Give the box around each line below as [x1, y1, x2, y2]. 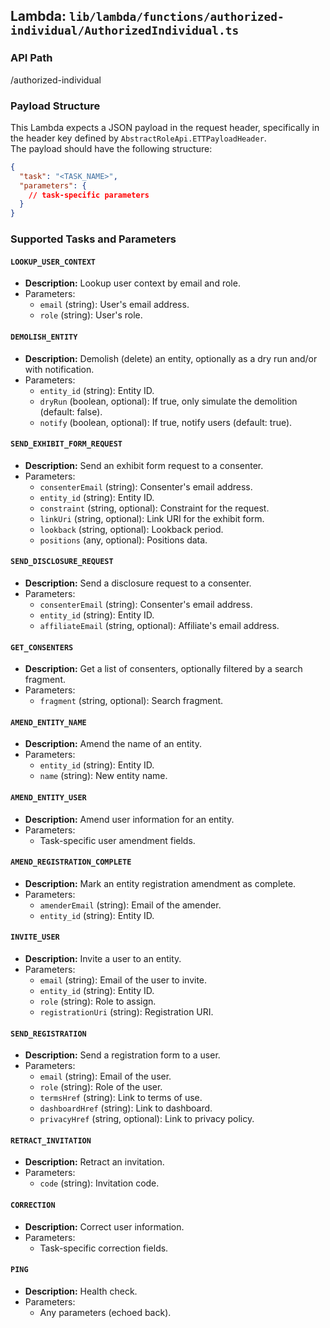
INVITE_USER [10, 932, 60, 943]
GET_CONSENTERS [10, 642, 74, 653]
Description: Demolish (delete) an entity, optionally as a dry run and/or [24, 352, 318, 364]
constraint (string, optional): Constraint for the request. [39, 502, 270, 514]
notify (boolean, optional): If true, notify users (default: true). [39, 416, 293, 428]
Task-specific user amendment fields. [39, 834, 196, 846]
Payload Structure [10, 99, 101, 113]
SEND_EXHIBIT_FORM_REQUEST [10, 439, 123, 449]
